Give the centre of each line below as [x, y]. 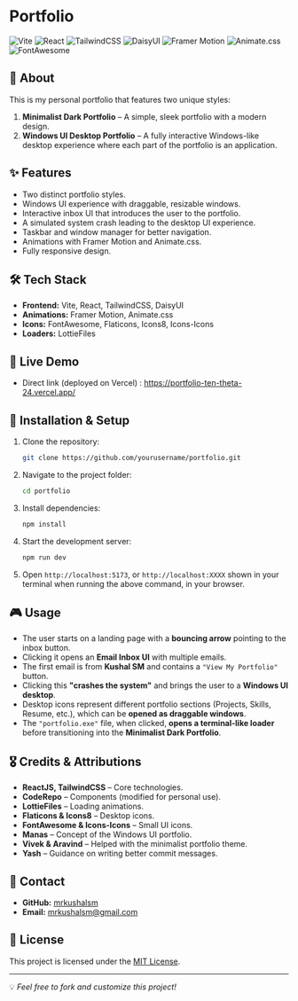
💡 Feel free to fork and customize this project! [93, 987]
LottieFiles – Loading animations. [83, 806]
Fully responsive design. [67, 251]
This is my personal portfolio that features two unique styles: [120, 99]
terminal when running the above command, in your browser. [133, 583]
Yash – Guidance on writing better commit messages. [120, 854]
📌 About [32, 78]
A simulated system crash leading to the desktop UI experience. [139, 223]
